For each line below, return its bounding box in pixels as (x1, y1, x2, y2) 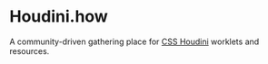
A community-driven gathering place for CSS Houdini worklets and (9, 36, 260, 47)
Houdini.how (9, 6, 109, 27)
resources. (9, 45, 50, 56)
